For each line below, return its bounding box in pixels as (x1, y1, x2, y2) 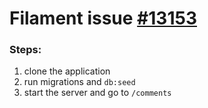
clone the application (23, 65, 111, 77)
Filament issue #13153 (9, 7, 197, 30)
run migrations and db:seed (23, 76, 136, 88)
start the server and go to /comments (23, 87, 172, 99)
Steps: (9, 43, 42, 57)
